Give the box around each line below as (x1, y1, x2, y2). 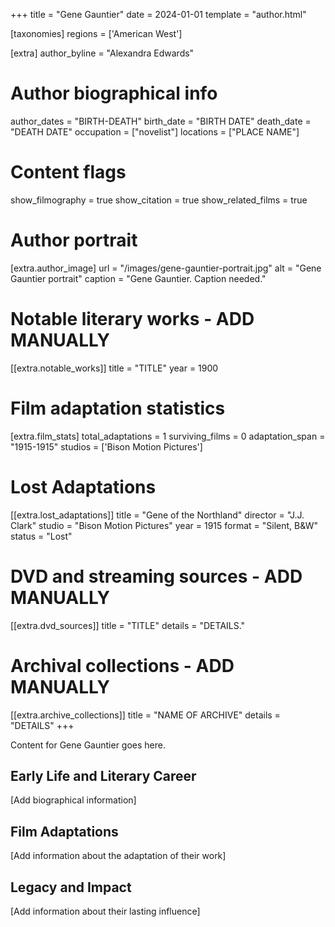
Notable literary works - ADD (10, 308, 255, 330)
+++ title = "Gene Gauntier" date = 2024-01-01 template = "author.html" (10, 9, 307, 20)
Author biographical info (10, 82, 218, 105)
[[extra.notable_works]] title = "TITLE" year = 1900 (10, 362, 219, 374)
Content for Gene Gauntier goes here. (10, 739, 166, 751)
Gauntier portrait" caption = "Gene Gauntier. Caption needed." (10, 272, 267, 284)
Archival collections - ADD (10, 654, 235, 677)
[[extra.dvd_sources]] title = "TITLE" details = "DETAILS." (10, 619, 246, 631)
